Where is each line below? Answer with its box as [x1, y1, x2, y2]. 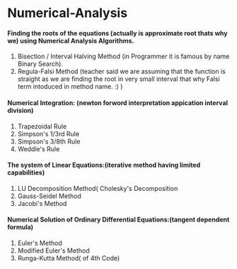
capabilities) [7, 168, 45, 177]
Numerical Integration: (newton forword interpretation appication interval [7, 98, 229, 107]
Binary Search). [17, 60, 64, 68]
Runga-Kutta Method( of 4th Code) [17, 254, 120, 262]
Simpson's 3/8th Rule [17, 137, 81, 146]
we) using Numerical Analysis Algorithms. [7, 36, 134, 45]
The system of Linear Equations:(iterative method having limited [7, 161, 201, 170]
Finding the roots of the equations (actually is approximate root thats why [7, 28, 228, 37]
